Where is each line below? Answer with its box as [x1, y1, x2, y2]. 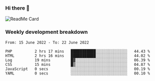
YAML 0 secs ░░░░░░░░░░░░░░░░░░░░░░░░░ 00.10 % [5, 70, 150, 76]
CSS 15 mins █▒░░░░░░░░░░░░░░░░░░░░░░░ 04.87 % [5, 62, 150, 67]
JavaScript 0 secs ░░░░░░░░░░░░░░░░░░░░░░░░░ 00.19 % [5, 66, 150, 71]
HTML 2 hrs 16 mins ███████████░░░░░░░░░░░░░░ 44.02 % [5, 53, 150, 58]
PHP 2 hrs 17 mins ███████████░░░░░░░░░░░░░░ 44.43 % [5, 49, 150, 54]
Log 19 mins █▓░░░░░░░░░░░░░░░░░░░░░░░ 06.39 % [5, 57, 150, 62]
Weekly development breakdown [5, 29, 88, 36]
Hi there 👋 [5, 5, 30, 12]
